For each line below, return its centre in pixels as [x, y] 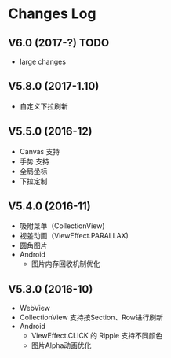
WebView [35, 308]
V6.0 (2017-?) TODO [59, 43]
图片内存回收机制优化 [65, 264]
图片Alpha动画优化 [61, 345]
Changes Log [52, 14]
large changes [43, 61]
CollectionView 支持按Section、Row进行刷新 [91, 317]
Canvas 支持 [40, 151]
